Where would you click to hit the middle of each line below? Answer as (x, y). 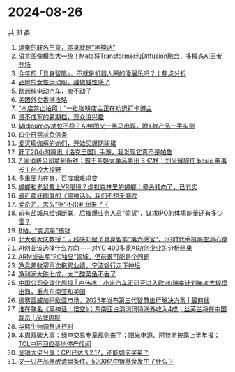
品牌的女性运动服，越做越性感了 (64, 82)
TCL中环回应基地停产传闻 (54, 343)
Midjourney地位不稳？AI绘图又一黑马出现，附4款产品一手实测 (106, 126)
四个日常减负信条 (43, 134)
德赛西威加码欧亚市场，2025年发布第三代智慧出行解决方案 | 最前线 (114, 300)
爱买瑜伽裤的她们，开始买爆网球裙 (67, 143)
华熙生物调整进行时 (46, 326)
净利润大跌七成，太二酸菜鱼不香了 (67, 274)
